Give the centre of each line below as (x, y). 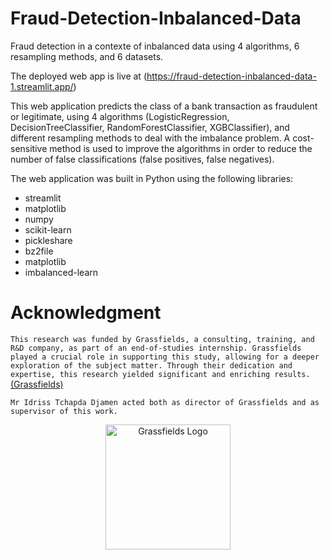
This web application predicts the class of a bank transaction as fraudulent (164, 106)
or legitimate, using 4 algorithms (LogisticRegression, (120, 116)
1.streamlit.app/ (42, 86)
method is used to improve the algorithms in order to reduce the (181, 148)
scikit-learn (48, 229)
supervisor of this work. (64, 411)
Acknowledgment (86, 313)
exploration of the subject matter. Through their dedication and (151, 365)
